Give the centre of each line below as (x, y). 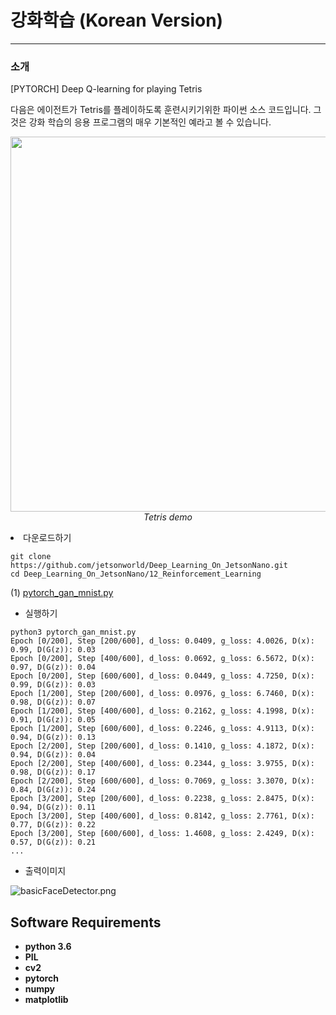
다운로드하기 (47, 538)
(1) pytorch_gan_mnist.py (62, 593)
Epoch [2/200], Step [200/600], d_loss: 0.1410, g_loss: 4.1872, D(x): (162, 746)
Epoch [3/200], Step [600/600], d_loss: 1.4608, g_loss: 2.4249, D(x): (162, 834)
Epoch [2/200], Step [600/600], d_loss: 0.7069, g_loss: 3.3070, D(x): (162, 781)
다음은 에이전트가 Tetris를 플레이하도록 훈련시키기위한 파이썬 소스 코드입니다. (161, 110)
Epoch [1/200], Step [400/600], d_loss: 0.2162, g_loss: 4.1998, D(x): (162, 711)
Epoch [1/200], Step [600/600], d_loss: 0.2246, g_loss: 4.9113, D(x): (162, 729)
